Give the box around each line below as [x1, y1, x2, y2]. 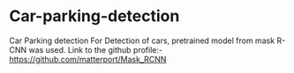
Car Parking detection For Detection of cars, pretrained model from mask [9, 35, 275, 46]
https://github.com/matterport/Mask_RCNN [9, 54, 167, 64]
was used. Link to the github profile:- [28, 44, 163, 55]
